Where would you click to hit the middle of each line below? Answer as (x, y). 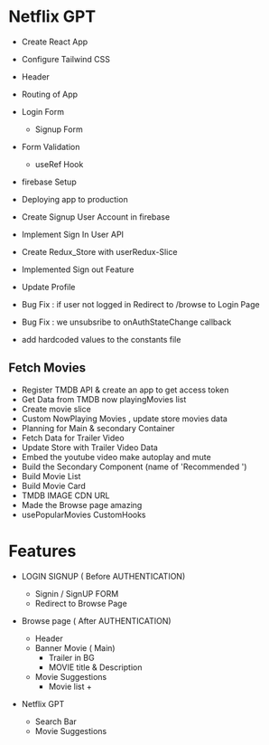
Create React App (55, 42)
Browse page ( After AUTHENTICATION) (97, 620)
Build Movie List (51, 476)
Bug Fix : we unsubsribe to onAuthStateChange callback (126, 322)
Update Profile (48, 287)
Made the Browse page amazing (82, 505)
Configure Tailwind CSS (65, 59)
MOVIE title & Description (95, 667)
